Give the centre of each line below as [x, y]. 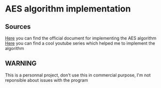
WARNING [21, 63]
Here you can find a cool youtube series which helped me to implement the [80, 43]
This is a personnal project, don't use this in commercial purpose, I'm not [78, 75]
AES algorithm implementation [68, 9]
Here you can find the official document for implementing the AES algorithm [81, 38]
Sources [18, 27]
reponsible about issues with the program [47, 80]
